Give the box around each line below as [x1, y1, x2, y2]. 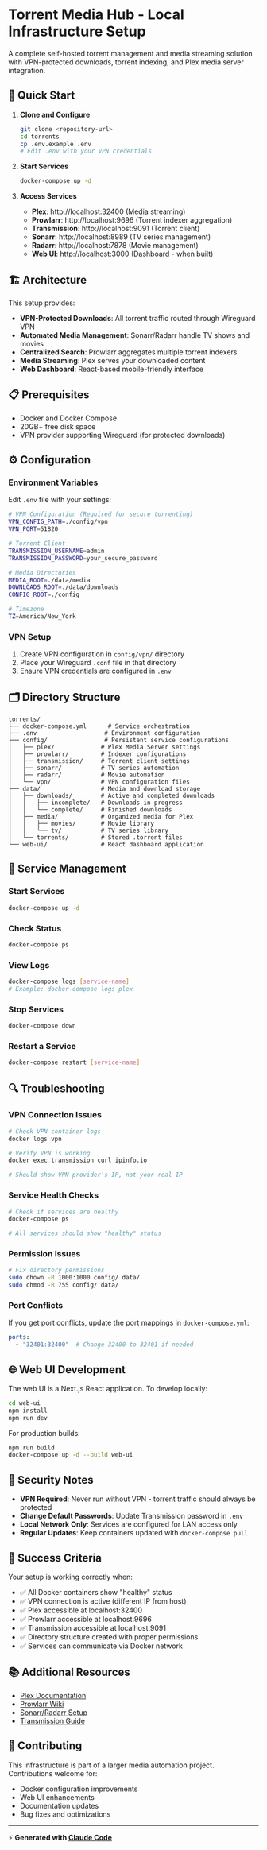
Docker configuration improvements [19, 1784, 138, 1794]
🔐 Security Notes [8, 1473, 94, 1487]
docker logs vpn [8, 1135, 62, 1143]
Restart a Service [8, 1040, 77, 1051]
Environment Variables [8, 477, 99, 488]
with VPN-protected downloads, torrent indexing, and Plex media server [8, 57, 245, 67]
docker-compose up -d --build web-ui [8, 1451, 133, 1459]
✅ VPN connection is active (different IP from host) [19, 1596, 187, 1606]
